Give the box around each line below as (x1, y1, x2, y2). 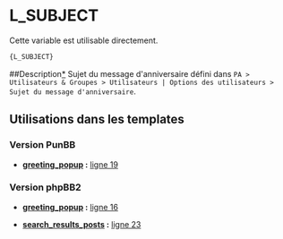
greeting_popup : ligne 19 (21, 158, 119, 170)
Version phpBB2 (9, 181, 82, 193)
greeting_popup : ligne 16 (21, 201, 119, 212)
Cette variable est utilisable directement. (9, 35, 159, 46)
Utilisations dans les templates (9, 112, 185, 127)
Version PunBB (9, 139, 76, 151)
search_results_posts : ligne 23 (21, 218, 141, 229)
